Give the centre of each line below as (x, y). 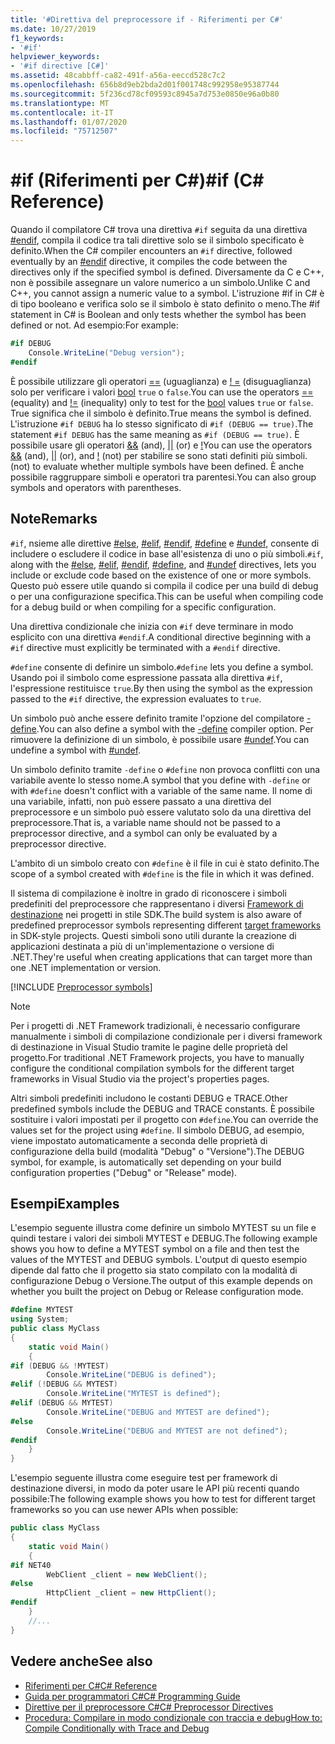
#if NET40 (31, 1565)
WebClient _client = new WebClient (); (127, 1574)
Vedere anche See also (81, 1661)
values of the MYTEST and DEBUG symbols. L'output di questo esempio (159, 1260)
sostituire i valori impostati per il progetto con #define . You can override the (164, 1119)
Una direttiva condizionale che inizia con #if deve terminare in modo (152, 626)
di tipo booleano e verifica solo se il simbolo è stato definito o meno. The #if (165, 304)
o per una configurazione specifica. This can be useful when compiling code (167, 596)
